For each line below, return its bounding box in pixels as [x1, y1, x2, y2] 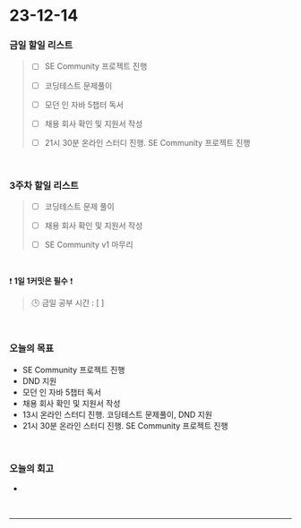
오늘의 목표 [9, 342, 55, 354]
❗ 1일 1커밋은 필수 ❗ [9, 276, 73, 286]
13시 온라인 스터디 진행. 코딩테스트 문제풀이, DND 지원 [21, 409, 213, 420]
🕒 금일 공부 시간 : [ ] [30, 297, 105, 309]
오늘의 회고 [9, 462, 55, 474]
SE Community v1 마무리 [44, 239, 133, 251]
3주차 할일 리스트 [9, 179, 79, 192]
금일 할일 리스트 [9, 39, 73, 52]
